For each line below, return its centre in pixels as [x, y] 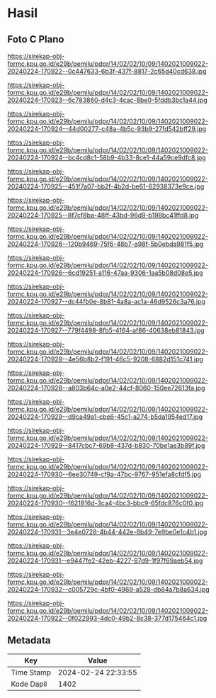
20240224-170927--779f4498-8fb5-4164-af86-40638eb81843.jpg [106, 330]
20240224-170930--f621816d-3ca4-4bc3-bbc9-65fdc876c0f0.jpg [106, 503]
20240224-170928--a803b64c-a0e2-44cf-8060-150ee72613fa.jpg [106, 388]
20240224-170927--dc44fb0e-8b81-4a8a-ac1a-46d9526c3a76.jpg [106, 302]
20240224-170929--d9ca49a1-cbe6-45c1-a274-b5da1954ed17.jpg [105, 417]
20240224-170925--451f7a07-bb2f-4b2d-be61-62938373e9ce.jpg [106, 186]
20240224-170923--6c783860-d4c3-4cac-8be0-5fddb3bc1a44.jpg [107, 100]
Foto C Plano [36, 39]
